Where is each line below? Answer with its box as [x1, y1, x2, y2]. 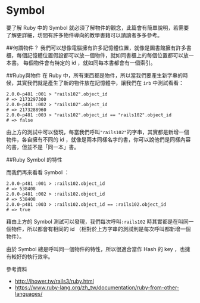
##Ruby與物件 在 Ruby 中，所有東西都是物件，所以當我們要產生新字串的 [6, 72, 183, 79]
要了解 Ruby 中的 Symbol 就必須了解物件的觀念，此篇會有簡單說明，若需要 [6, 24, 189, 31]
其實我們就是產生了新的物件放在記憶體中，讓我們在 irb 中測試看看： [16, 79, 185, 86]
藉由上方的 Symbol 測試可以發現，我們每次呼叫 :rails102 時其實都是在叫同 [6, 218, 189, 225]
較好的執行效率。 [11, 253, 54, 260]
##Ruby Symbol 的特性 [6, 156, 62, 163]
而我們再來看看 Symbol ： [6, 168, 70, 176]
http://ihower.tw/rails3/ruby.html [14, 277, 94, 285]
